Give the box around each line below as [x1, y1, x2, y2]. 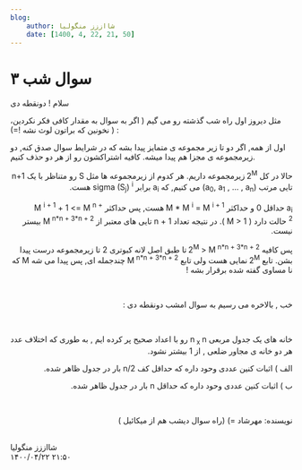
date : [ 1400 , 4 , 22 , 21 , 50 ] [26, 30, 135, 38]
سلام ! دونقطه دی [10, 98, 70, 108]
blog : [10, 13, 30, 22]
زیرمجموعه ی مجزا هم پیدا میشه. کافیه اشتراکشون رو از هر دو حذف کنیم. [10, 151, 255, 162]
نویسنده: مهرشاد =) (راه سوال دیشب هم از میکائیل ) [117, 414, 293, 425]
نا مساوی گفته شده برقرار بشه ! [186, 264, 293, 275]
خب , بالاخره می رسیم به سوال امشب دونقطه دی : [122, 299, 293, 310]
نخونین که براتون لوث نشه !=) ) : [10, 124, 119, 135]
